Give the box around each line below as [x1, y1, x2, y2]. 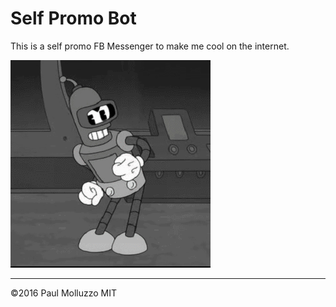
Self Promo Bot [10, 7, 137, 30]
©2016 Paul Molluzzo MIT [10, 287, 118, 299]
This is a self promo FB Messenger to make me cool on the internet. [10, 40, 290, 52]
